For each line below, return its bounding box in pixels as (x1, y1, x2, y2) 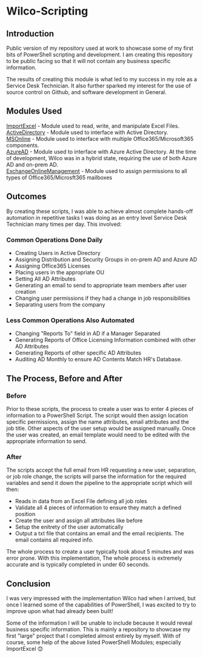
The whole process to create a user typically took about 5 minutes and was (6, 548, 194, 555)
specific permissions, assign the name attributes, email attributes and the (6, 418, 190, 426)
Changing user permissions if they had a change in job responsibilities (15, 294, 191, 302)
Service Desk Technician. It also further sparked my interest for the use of (6, 82, 191, 89)
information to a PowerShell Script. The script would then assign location (6, 412, 188, 419)
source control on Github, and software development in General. (6, 89, 167, 95)
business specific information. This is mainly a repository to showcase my (6, 626, 191, 633)
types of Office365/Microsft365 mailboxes (6, 174, 113, 181)
